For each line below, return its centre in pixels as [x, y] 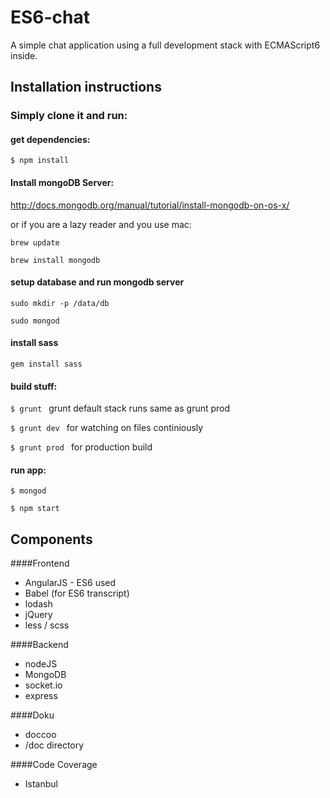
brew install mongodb [55, 260]
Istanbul [41, 784]
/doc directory [54, 745]
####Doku [32, 715]
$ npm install [40, 161]
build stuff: [34, 386]
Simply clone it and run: [69, 116]
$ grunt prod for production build [81, 447]
